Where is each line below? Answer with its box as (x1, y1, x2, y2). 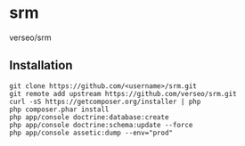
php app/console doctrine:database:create (9, 112, 169, 122)
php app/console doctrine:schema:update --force (9, 120, 193, 129)
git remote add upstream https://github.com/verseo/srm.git (9, 89, 238, 98)
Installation (9, 58, 73, 73)
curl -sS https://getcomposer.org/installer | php (9, 97, 201, 106)
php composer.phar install (9, 105, 110, 114)
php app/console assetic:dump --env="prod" (9, 128, 174, 137)
